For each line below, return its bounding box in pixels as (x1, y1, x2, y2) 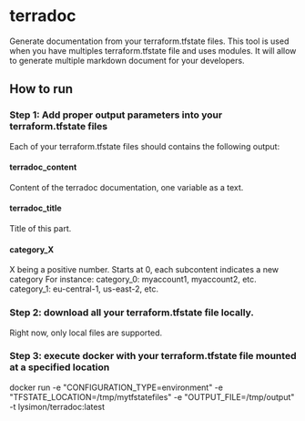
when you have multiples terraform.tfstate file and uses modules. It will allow (9, 45, 297, 56)
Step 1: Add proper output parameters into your (9, 108, 223, 121)
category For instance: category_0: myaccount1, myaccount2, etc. (9, 274, 257, 285)
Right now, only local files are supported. (9, 327, 162, 338)
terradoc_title (9, 202, 62, 214)
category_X (9, 243, 55, 255)
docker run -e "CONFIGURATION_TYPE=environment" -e (9, 382, 223, 393)
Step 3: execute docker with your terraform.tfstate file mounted (9, 350, 297, 363)
